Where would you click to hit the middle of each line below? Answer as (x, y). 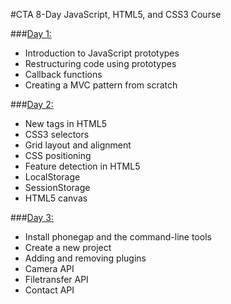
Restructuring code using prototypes (100, 63)
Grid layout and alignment (78, 145)
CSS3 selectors (57, 134)
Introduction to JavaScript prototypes (102, 53)
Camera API (49, 268)
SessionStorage (57, 187)
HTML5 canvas (56, 198)
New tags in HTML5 (65, 123)
